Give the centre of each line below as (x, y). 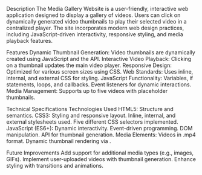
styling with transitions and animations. (55, 166)
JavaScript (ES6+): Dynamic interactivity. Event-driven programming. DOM (99, 128)
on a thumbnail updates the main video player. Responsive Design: (89, 65)
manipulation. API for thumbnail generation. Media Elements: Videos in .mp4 (101, 135)
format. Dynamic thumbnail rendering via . (59, 141)
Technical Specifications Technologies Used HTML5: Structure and (90, 109)
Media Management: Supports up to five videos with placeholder (87, 91)
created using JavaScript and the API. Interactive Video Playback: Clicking (99, 59)
